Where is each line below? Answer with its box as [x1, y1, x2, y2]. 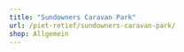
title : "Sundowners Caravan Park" [9, 12, 137, 22]
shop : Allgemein [9, 29, 69, 38]
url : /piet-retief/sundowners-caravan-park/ [9, 21, 176, 30]
